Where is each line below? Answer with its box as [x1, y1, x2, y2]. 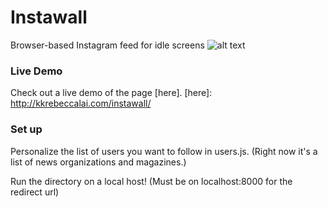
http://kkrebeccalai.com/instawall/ [10, 97, 152, 110]
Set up [10, 122, 43, 136]
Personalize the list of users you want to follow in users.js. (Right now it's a [10, 145, 318, 157]
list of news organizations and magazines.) [10, 156, 187, 168]
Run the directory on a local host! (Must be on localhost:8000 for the [10, 175, 293, 187]
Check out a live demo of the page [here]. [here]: [10, 87, 213, 99]
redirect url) [10, 186, 60, 198]
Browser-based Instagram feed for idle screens [10, 39, 205, 51]
